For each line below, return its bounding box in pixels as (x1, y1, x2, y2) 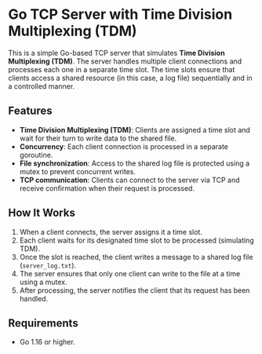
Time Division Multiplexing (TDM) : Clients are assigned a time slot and (19, 125, 251, 134)
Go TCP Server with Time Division (8, 5, 233, 24)
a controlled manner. (8, 81, 75, 91)
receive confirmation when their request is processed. (19, 183, 195, 193)
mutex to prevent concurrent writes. (19, 166, 136, 176)
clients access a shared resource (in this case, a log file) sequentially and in (8, 73, 253, 82)
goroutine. (19, 150, 53, 159)
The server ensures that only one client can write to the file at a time (19, 268, 241, 278)
